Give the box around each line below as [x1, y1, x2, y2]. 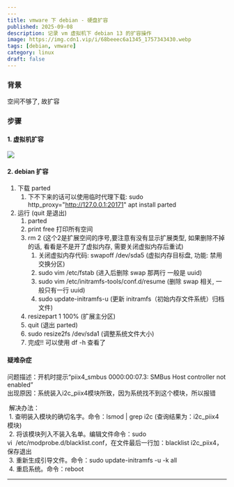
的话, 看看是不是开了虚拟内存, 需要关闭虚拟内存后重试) [27, 242, 184, 251]
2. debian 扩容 [7, 167, 49, 175]
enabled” [7, 380, 33, 389]
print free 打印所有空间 [27, 225, 93, 234]
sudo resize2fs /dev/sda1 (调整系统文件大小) [27, 329, 155, 338]
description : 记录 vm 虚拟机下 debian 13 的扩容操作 [7, 29, 152, 37]
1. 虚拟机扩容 [7, 135, 44, 143]
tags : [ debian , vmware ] [7, 43, 77, 50]
